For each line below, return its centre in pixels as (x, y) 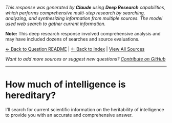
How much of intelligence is (66, 85)
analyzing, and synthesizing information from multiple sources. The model (84, 18)
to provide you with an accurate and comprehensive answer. (69, 115)
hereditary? (31, 96)
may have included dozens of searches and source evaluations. (72, 39)
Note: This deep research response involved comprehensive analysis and (83, 34)
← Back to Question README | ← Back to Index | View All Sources (75, 49)
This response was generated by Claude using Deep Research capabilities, (85, 7)
